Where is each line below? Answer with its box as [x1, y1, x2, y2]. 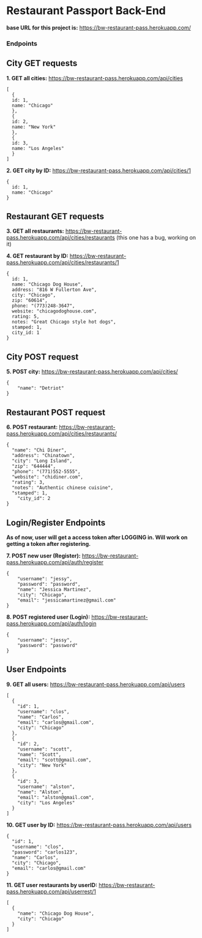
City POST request [6, 352, 79, 362]
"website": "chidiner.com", [12, 474, 84, 480]
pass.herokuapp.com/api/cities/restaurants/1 [6, 259, 119, 267]
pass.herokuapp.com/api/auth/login [6, 619, 97, 627]
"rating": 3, [12, 479, 45, 486]
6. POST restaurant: [6, 423, 58, 431]
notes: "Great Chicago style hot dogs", [12, 319, 116, 325]
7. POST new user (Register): [6, 552, 81, 559]
